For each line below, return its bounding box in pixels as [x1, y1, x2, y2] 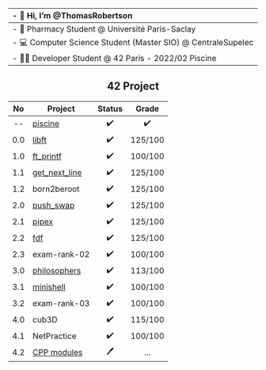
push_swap [32, 200, 75, 211]
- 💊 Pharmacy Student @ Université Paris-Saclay [12, 24, 196, 34]
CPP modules [32, 347, 83, 358]
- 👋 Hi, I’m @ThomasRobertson [12, 10, 133, 21]
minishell [32, 281, 66, 292]
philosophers [32, 265, 82, 277]
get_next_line [32, 167, 82, 178]
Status [97, 103, 123, 114]
